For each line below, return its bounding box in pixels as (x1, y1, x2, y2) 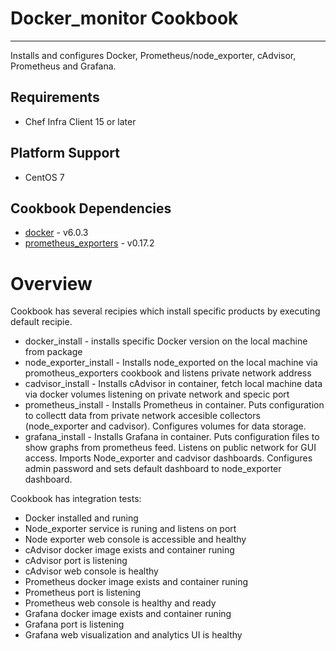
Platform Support (10, 145, 120, 162)
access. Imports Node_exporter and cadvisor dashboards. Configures (24, 452, 313, 464)
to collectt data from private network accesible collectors (24, 410, 261, 422)
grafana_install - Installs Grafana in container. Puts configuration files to (24, 431, 320, 443)
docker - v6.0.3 (24, 227, 89, 239)
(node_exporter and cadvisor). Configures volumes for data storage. (24, 420, 307, 432)
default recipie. (10, 316, 73, 328)
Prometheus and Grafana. (10, 60, 117, 72)
